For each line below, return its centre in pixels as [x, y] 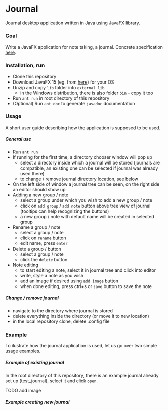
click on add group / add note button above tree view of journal [85, 206]
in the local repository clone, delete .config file [61, 321]
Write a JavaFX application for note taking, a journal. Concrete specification [84, 47]
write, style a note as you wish [52, 275]
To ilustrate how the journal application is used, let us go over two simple [81, 346]
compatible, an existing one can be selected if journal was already [89, 168]
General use [18, 139]
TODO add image [23, 391]
